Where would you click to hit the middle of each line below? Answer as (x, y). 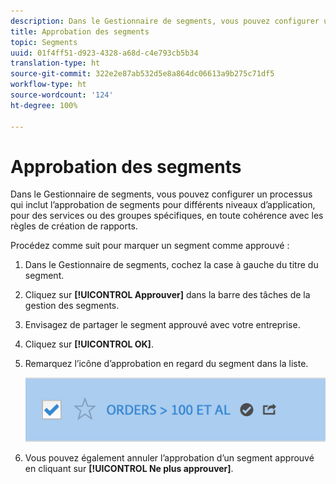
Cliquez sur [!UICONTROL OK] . (89, 344)
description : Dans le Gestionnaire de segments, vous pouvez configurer (165, 21)
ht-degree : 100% (44, 105)
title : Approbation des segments (80, 31)
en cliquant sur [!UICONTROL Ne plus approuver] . (129, 469)
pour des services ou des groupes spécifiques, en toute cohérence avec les (167, 216)
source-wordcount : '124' (62, 95)
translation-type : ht (55, 63)
